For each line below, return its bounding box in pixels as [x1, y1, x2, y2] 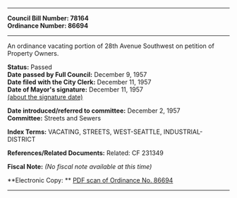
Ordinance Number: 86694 [7, 22, 89, 30]
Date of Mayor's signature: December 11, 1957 [7, 85, 143, 94]
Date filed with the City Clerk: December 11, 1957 [7, 78, 152, 86]
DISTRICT [7, 135, 36, 143]
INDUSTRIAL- [163, 128, 203, 136]
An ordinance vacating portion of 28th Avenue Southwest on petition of [7, 42, 215, 50]
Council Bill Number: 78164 [7, 14, 90, 22]
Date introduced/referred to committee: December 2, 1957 [7, 106, 181, 115]
